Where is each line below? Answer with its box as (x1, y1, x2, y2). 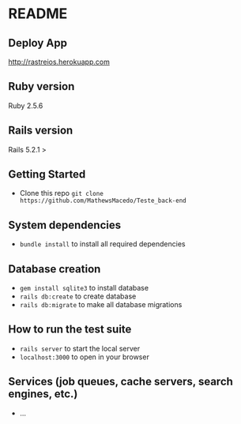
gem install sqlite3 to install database (19, 283, 149, 293)
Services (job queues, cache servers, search (8, 375, 233, 388)
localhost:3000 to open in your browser (19, 352, 150, 362)
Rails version (8, 124, 73, 137)
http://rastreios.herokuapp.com (8, 57, 111, 66)
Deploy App (8, 36, 67, 50)
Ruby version (8, 80, 75, 93)
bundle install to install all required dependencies (19, 239, 186, 249)
